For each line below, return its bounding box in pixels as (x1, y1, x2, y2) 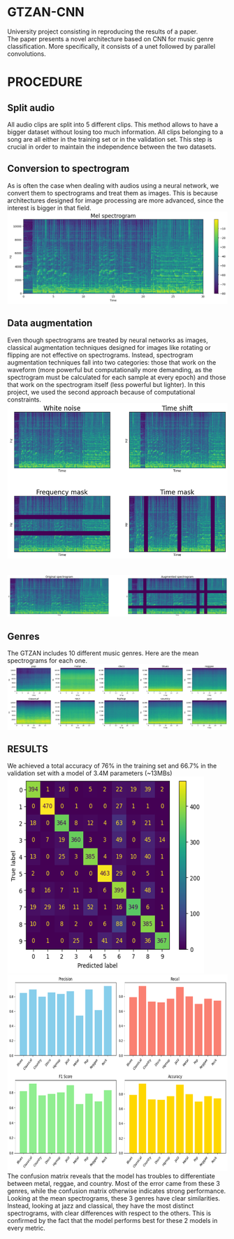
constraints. (7, 395, 42, 404)
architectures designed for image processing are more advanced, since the (7, 196, 224, 205)
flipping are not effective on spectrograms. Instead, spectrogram (7, 351, 193, 359)
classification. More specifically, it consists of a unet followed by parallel (7, 42, 216, 50)
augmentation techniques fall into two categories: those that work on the (7, 358, 217, 367)
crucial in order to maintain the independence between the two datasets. (7, 142, 217, 151)
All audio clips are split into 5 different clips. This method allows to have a (7, 120, 219, 129)
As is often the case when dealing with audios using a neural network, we (7, 181, 219, 189)
